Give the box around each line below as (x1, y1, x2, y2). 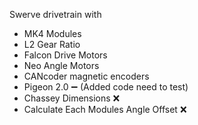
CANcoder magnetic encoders (23, 70, 150, 82)
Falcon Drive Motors (23, 49, 108, 61)
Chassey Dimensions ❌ (23, 92, 121, 104)
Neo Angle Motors (23, 60, 100, 71)
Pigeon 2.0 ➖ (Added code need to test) (23, 81, 189, 93)
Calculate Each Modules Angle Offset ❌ (23, 104, 187, 115)
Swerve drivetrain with (9, 9, 102, 20)
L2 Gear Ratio (23, 39, 81, 50)
